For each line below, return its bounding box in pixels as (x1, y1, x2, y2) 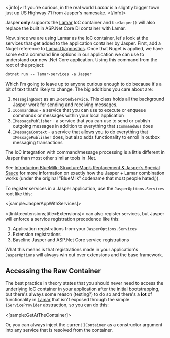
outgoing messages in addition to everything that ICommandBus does (12, 123, 153, 129)
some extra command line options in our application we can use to (5, 51, 145, 57)
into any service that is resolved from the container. (5, 327, 113, 333)
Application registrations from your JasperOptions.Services (12, 226, 137, 231)
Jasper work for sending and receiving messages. (12, 101, 118, 108)
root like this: (5, 191, 32, 197)
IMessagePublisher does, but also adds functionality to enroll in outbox (12, 134, 160, 140)
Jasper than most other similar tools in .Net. (5, 155, 97, 161)
